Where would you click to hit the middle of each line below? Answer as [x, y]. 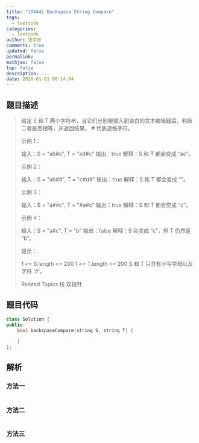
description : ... [28, 74]
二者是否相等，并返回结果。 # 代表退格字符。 [77, 128]
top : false [20, 68]
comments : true [25, 46]
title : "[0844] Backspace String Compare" [60, 12]
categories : [21, 29]
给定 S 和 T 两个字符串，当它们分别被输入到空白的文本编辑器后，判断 [107, 121]
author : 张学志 [24, 40]
